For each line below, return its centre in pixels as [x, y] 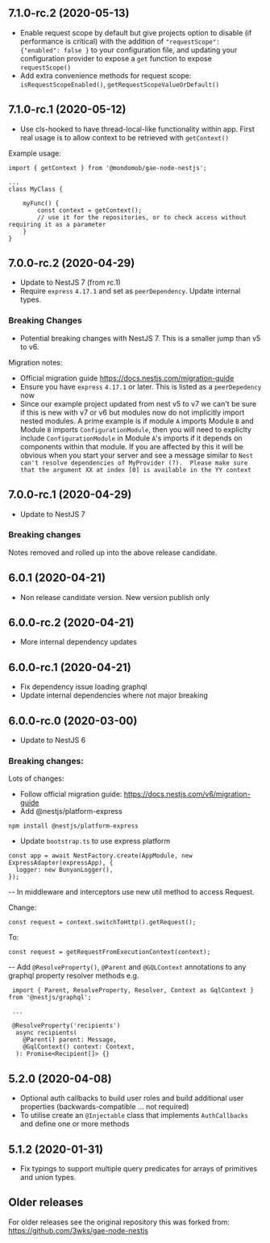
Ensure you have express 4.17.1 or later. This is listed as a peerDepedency [141, 386]
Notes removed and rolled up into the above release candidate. [113, 553]
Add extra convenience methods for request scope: [106, 75]
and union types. [48, 1178]
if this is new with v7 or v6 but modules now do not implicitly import [132, 412]
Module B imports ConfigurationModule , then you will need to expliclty [136, 429]
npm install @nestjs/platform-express [73, 826]
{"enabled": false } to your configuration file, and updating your [129, 50]
